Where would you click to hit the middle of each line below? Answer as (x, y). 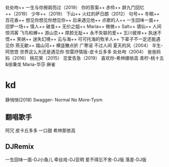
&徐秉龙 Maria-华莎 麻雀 (30, 64)
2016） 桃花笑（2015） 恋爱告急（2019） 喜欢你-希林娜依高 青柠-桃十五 (89, 58)
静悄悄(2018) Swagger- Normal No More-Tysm (54, 100)
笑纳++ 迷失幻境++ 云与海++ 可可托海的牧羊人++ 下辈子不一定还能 (87, 39)
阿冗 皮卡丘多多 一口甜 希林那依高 (40, 130)
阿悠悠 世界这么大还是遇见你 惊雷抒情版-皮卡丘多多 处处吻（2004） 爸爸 (81, 52)
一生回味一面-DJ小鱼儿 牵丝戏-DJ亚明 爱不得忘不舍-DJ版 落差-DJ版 (76, 159)
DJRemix (20, 147)
